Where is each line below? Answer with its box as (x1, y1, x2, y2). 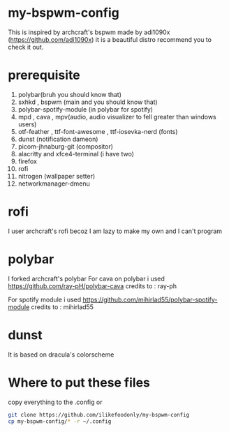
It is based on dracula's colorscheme (8, 350, 114, 359)
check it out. (8, 43, 44, 51)
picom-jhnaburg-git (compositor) (17, 142, 114, 151)
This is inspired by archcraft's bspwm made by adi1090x (8, 28, 170, 36)
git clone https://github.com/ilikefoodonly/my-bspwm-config (8, 411, 190, 418)
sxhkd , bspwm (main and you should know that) (17, 98, 158, 106)
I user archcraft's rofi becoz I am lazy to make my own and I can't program (8, 227, 223, 235)
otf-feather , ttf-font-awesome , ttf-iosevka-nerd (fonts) (17, 127, 178, 135)
